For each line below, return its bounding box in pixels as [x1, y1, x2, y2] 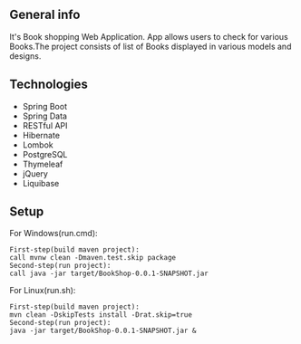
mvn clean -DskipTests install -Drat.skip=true [9, 311, 193, 320]
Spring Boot [22, 100, 68, 111]
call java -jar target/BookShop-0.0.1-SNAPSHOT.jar [9, 269, 209, 279]
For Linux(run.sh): [9, 285, 76, 296]
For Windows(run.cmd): [9, 228, 98, 239]
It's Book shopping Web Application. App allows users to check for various [9, 31, 288, 42]
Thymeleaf [22, 158, 63, 169]
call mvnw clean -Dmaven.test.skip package [9, 253, 177, 263]
